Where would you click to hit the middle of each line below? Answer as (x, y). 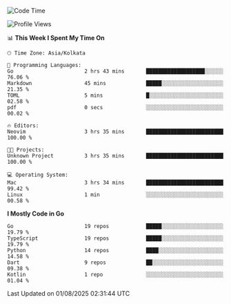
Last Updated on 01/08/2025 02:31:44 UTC (69, 293)
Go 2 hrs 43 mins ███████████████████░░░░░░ (115, 71)
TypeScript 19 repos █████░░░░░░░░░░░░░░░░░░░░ (115, 238)
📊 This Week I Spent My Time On (56, 38)
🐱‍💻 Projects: (26, 150)
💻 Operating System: (38, 175)
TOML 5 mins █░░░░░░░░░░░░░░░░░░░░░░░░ (115, 95)
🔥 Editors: (23, 126)
